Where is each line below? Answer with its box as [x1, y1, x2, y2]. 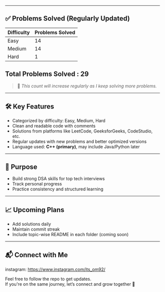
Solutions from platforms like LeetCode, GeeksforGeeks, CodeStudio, [12, 128, 153, 134]
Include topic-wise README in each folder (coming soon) [12, 232, 129, 238]
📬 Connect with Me [5, 251, 68, 259]
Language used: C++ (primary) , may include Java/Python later [12, 144, 140, 150]
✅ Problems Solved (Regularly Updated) [5, 14, 130, 23]
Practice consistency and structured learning [12, 186, 104, 192]
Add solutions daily [12, 221, 52, 227]
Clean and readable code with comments [12, 123, 96, 129]
